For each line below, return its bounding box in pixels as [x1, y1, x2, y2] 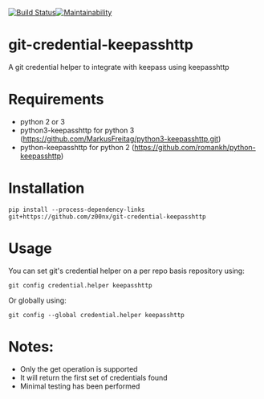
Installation [8, 179, 85, 197]
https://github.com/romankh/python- [133, 142, 257, 152]
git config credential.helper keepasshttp [8, 281, 152, 289]
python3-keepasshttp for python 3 [19, 125, 135, 135]
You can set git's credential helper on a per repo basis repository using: [8, 266, 245, 275]
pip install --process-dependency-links [8, 206, 146, 214]
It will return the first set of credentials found [19, 373, 168, 382]
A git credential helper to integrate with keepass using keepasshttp [8, 62, 230, 71]
